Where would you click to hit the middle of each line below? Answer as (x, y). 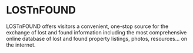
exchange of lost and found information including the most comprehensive (96, 32)
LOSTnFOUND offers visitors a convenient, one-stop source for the (87, 26)
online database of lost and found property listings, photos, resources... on (97, 38)
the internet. (21, 45)
